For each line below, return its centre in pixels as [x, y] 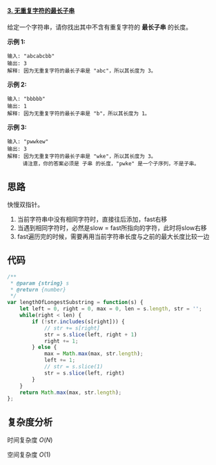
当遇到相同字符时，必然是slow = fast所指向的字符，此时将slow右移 [112, 228]
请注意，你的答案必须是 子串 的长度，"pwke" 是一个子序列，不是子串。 [111, 164]
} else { [45, 348]
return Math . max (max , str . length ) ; [71, 392]
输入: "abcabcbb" [31, 56]
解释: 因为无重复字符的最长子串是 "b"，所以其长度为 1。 [79, 114]
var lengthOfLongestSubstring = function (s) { [75, 303]
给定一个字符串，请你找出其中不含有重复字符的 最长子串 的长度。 [99, 27]
